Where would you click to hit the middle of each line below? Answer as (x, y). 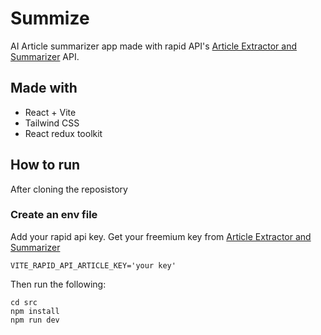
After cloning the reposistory (69, 189)
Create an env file (54, 215)
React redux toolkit (63, 133)
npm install (35, 311)
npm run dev (35, 320)
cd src (24, 302)
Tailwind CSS (52, 123)
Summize (50, 18)
